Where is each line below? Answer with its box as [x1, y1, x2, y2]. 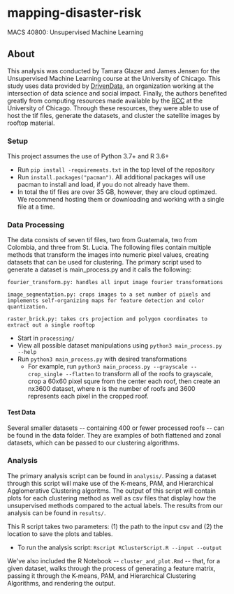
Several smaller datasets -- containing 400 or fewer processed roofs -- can [7, 424, 225, 432]
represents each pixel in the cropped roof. [27, 392, 149, 401]
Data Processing [7, 220, 65, 230]
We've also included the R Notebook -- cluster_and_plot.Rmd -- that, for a [7, 556, 221, 565]
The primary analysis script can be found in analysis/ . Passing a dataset [7, 471, 217, 480]
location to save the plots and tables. [7, 529, 113, 538]
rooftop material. [7, 119, 55, 127]
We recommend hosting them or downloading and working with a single [17, 195, 225, 204]
